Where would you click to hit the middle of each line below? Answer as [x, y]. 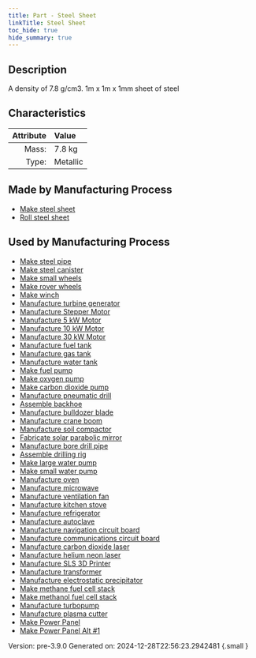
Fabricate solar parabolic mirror [70, 437]
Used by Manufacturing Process [89, 242]
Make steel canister [52, 269]
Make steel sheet [47, 209]
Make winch [39, 295]
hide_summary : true [40, 38]
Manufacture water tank [59, 362]
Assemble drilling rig [53, 454]
